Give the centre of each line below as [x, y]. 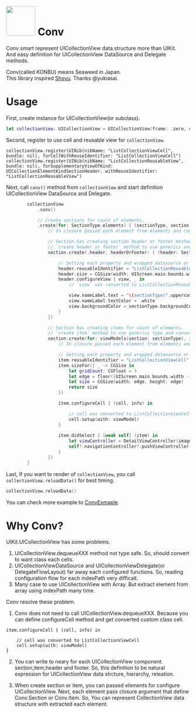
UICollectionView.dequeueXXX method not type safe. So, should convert [102, 553]
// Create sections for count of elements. [91, 220]
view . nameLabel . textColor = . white [112, 301]
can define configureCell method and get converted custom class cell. [99, 619]
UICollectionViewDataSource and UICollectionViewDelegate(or [90, 566]
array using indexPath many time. [55, 591]
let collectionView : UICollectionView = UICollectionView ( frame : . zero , [96, 129]
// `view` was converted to [103, 285]
